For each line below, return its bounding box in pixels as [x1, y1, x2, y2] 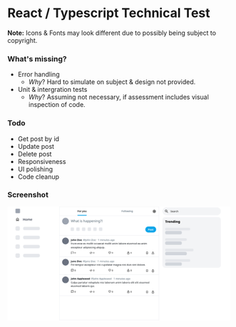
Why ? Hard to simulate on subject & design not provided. [28, 78, 196, 86]
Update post [17, 142, 55, 150]
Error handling [17, 70, 60, 79]
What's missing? [7, 53, 67, 63]
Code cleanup [17, 172, 59, 181]
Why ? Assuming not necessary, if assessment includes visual [28, 93, 209, 101]
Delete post [17, 150, 52, 158]
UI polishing [17, 165, 53, 173]
